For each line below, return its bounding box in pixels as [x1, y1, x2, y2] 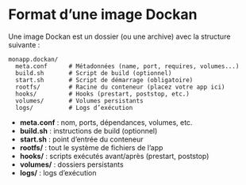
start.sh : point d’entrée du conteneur [19, 134, 144, 144]
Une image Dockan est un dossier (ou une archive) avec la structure [8, 32, 231, 41]
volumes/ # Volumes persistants [15, 96, 144, 104]
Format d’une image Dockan [8, 6, 198, 24]
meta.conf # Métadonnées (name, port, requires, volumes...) [15, 62, 240, 70]
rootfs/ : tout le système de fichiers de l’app [19, 142, 163, 152]
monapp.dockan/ [8, 55, 59, 63]
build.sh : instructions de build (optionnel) [19, 126, 158, 135]
